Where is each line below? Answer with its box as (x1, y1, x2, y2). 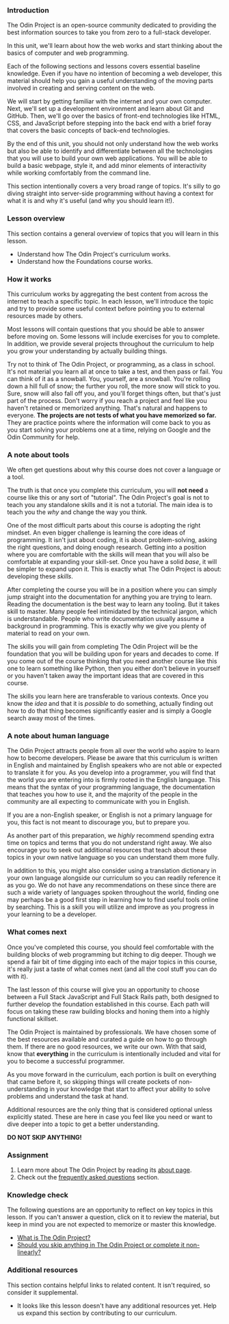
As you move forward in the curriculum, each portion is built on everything (7, 1070, 217, 1078)
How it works (7, 274, 52, 284)
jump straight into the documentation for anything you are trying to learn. (7, 593, 213, 601)
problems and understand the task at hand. (7, 1092, 129, 1100)
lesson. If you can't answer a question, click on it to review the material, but (7, 1213, 220, 1221)
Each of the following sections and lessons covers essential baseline (7, 62, 200, 71)
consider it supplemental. (7, 1288, 79, 1297)
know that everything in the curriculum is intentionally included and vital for (7, 1049, 221, 1057)
